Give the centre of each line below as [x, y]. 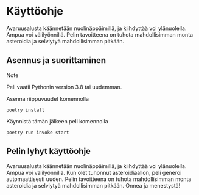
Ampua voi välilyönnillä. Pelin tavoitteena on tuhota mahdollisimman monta [100, 34]
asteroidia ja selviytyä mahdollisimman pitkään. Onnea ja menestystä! [93, 185]
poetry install [26, 110]
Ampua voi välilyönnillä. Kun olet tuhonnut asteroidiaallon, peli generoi [94, 172]
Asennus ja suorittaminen [56, 60]
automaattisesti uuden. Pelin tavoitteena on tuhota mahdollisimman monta [99, 179]
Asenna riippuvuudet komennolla [48, 98]
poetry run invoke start [38, 133]
